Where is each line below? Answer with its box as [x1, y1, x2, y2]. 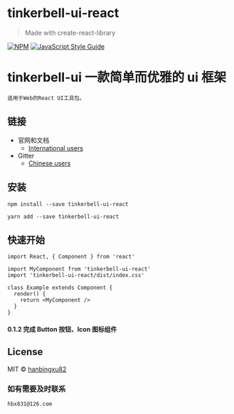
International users [28, 143, 84, 152]
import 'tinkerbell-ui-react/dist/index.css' [7, 272, 144, 279]
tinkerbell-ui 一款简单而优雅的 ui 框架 [7, 70, 226, 86]
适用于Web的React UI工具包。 [7, 94, 85, 102]
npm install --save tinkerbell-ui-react [7, 200, 129, 207]
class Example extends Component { [7, 284, 113, 292]
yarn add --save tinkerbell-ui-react [7, 213, 119, 220]
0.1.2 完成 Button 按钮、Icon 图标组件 [7, 325, 117, 333]
